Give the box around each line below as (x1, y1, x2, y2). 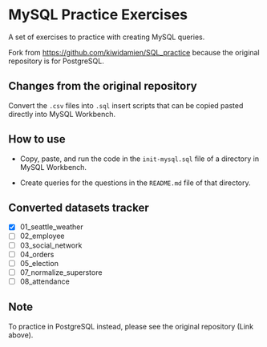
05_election (19, 258, 59, 268)
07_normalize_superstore (19, 267, 103, 277)
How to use (8, 132, 66, 146)
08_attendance (19, 276, 70, 286)
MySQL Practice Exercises (8, 6, 188, 24)
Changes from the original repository (8, 79, 198, 93)
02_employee (19, 231, 65, 241)
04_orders (19, 249, 55, 259)
